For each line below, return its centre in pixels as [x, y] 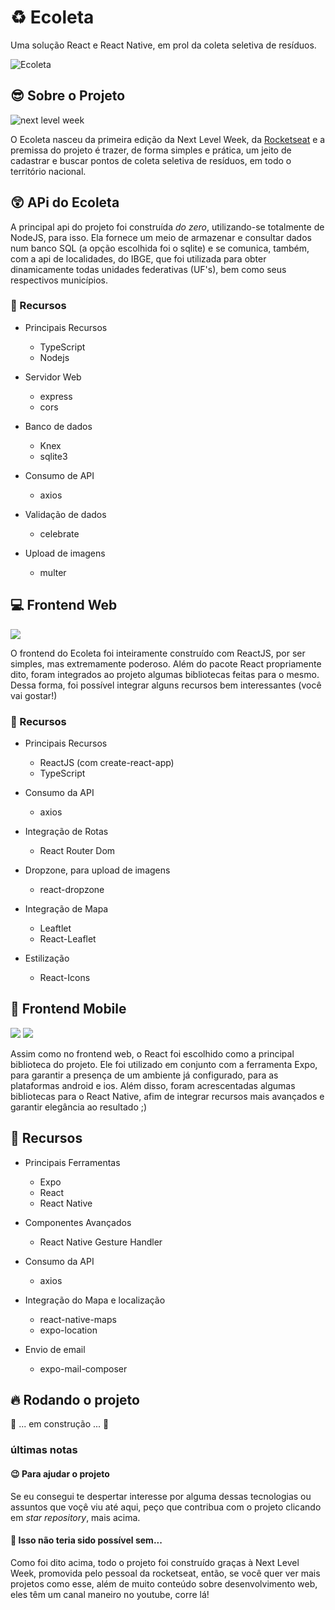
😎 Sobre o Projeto [68, 96]
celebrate [59, 533]
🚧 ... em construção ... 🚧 [60, 1424]
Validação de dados [65, 514]
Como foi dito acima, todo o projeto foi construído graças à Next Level [155, 1562]
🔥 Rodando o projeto [75, 1399]
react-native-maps [78, 1319]
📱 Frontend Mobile [68, 1009]
